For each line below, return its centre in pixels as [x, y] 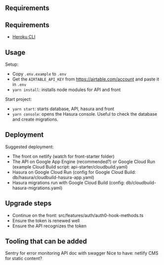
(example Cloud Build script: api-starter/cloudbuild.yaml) [70, 167]
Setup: [12, 64]
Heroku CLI [24, 37]
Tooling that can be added [46, 242]
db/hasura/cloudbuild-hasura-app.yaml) [53, 177]
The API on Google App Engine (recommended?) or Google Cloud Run [84, 161]
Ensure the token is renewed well [46, 221]
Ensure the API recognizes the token [49, 226]
